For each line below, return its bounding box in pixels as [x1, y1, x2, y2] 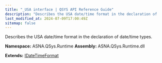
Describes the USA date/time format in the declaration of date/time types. [5, 34, 153, 40]
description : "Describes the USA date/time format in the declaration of [5, 12, 158, 16]
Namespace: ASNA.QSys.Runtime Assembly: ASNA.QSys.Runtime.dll [5, 43, 145, 49]
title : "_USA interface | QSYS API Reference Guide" [5, 7, 114, 12]
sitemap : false [5, 20, 36, 26]
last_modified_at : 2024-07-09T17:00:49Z [5, 16, 88, 21]
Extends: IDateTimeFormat [5, 53, 59, 59]
